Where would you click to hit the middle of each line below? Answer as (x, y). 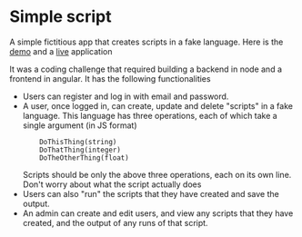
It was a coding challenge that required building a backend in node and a (146, 69)
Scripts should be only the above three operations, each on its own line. (157, 174)
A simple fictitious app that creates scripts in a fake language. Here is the (146, 42)
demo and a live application (61, 51)
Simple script (60, 17)
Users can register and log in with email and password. (126, 96)
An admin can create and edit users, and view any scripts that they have (158, 213)
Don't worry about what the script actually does (112, 184)
